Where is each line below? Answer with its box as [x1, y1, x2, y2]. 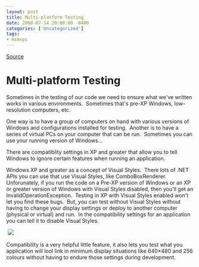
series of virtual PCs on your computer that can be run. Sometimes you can [6, 130, 192, 137]
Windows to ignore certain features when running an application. [6, 155, 166, 162]
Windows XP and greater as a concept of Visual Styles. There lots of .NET [6, 166, 189, 173]
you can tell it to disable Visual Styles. [6, 217, 99, 224]
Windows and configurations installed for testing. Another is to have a [6, 124, 179, 131]
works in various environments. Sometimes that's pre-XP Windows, [6, 100, 173, 107]
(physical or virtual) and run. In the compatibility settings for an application [6, 210, 191, 218]
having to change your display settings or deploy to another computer [6, 204, 178, 211]
